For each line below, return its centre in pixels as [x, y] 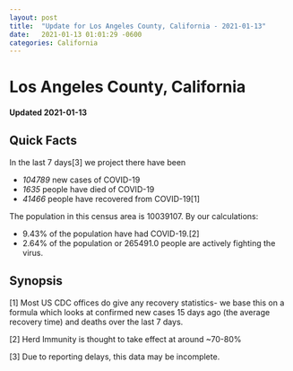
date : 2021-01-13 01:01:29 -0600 [76, 34]
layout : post [34, 18]
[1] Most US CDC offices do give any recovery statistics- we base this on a [147, 303]
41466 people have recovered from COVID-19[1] [111, 199]
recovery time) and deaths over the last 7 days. [96, 322]
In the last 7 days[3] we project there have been [98, 162]
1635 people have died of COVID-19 [88, 189]
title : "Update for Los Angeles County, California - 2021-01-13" [138, 26]
